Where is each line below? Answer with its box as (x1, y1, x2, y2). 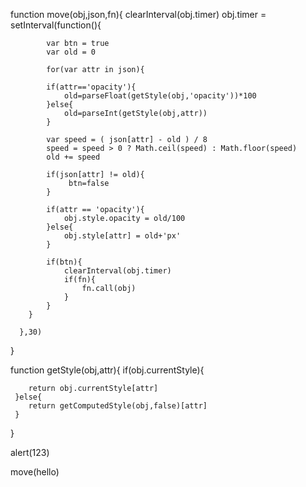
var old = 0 (46, 47, 97, 57)
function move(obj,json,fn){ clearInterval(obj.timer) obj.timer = (10, 9, 267, 20)
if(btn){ (46, 257, 83, 267)
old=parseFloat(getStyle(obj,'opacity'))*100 (63, 91, 257, 101)
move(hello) (10, 466, 60, 478)
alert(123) (10, 447, 50, 458)
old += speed (46, 152, 101, 162)
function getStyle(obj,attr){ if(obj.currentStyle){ (10, 364, 205, 376)
